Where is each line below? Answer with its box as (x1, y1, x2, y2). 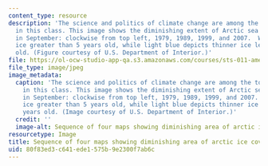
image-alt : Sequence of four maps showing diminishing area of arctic (15, 123, 255, 131)
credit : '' (15, 116, 52, 124)
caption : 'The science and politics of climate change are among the (15, 78, 251, 86)
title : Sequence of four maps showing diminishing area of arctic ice (8, 137, 248, 146)
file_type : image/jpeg (8, 64, 84, 72)
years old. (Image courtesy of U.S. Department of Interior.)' (22, 109, 238, 117)
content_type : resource (8, 11, 88, 20)
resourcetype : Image (8, 130, 77, 138)
